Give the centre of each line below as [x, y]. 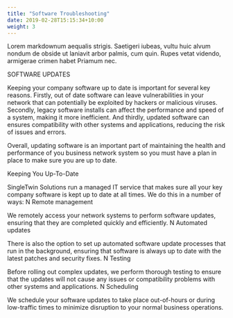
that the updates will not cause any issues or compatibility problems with [111, 279]
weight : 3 [21, 26]
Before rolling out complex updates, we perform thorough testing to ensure [114, 272]
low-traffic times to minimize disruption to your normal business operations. [115, 308]
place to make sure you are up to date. [62, 160]
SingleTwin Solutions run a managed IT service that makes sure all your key [115, 187]
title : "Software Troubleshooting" [59, 14]
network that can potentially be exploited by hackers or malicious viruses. [112, 103]
